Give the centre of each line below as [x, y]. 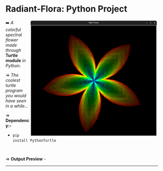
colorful [13, 30]
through [13, 50]
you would [16, 95]
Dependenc [17, 120]
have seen [16, 101]
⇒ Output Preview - [26, 159]
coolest [13, 80]
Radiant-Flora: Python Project [67, 9]
